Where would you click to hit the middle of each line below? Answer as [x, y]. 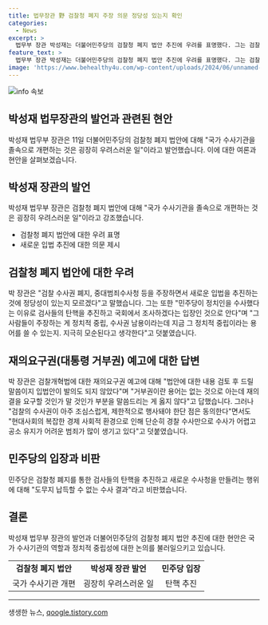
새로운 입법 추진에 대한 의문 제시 [70, 245]
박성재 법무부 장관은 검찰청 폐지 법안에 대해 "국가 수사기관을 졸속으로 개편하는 [129, 208]
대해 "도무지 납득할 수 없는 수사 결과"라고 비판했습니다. [102, 489]
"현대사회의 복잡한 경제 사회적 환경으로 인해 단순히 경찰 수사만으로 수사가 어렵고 [132, 421]
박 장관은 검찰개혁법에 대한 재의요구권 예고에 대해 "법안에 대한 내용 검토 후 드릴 [131, 381]
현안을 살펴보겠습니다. [43, 160]
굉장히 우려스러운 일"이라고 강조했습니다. [80, 218]
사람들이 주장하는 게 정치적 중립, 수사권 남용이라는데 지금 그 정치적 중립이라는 [128, 323]
